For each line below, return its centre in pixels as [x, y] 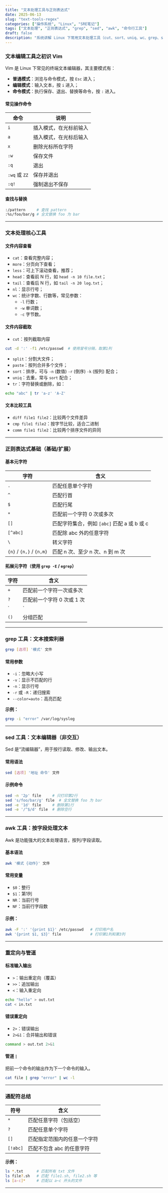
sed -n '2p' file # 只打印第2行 [41, 796]
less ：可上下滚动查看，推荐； [43, 270]
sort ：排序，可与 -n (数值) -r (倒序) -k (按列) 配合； [65, 371]
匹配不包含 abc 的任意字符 [59, 1148]
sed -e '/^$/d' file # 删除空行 [38, 810]
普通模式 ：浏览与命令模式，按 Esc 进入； [54, 79]
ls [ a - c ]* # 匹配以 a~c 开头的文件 [44, 1180]
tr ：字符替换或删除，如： [39, 384]
